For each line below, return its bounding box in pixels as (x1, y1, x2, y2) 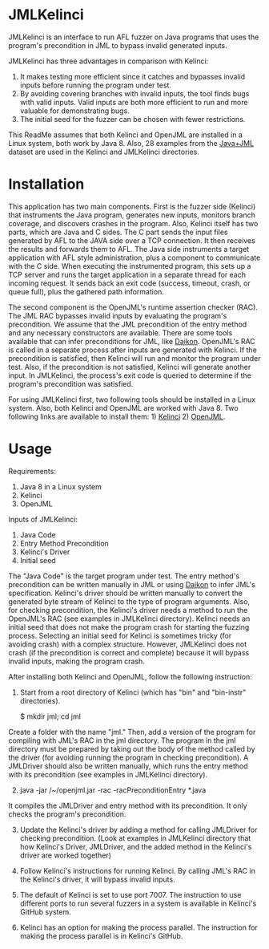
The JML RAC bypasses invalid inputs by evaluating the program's (8, 310, 227, 320)
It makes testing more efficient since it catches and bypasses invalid (19, 71, 246, 81)
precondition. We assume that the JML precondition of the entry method (8, 319, 247, 329)
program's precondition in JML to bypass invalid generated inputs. (8, 40, 228, 50)
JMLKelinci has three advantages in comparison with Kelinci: (8, 56, 209, 66)
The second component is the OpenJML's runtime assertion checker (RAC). (8, 302, 259, 312)
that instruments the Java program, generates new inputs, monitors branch (8, 210, 256, 220)
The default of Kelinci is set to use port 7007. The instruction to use (19, 890, 242, 899)
